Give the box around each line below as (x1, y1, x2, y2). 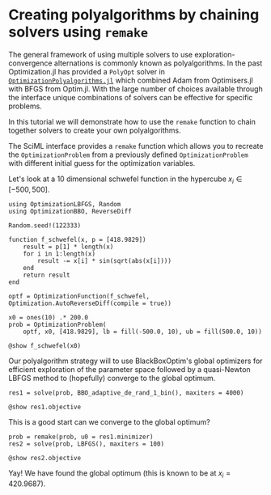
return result (23, 271, 70, 279)
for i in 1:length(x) (23, 249, 95, 258)
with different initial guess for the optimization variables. (8, 158, 196, 167)
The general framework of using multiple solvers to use (8, 49, 193, 59)
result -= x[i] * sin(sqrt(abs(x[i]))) (37, 256, 172, 264)
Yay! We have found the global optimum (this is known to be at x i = (8, 467, 231, 480)
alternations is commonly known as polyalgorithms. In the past (53, 58, 263, 68)
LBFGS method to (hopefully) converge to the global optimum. (8, 373, 216, 383)
